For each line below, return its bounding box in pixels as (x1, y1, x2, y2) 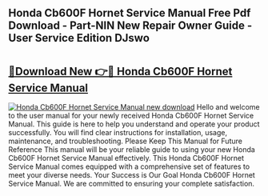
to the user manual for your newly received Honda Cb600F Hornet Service (8, 111, 254, 120)
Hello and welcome (196, 102, 260, 111)
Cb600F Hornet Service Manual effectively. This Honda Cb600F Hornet (8, 154, 245, 162)
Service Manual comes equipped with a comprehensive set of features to (8, 162, 250, 171)
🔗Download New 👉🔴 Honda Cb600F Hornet (8, 64, 233, 78)
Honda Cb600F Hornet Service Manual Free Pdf (8, 6, 251, 20)
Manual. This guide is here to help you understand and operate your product (8, 119, 260, 129)
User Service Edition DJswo (8, 31, 150, 45)
